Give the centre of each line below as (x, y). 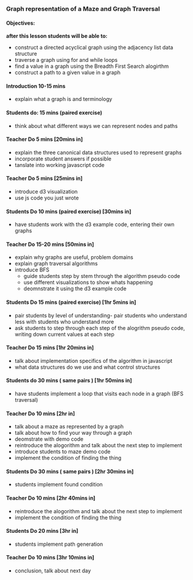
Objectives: (21, 23)
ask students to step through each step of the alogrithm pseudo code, (100, 328)
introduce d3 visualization (46, 191)
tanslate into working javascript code (60, 165)
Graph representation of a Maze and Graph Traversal (83, 9)
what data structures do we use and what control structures (87, 367)
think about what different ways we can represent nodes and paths (96, 126)
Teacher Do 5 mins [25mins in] (44, 178)
